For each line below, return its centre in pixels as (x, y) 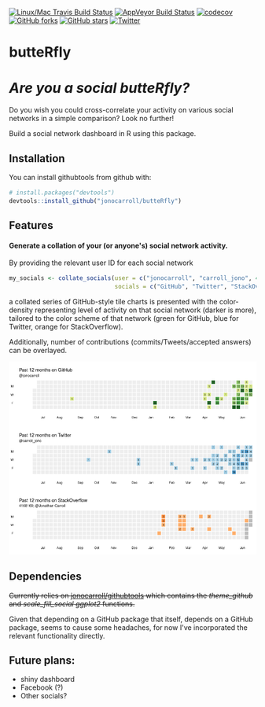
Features (31, 225)
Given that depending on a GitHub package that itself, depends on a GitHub (131, 619)
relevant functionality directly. (57, 635)
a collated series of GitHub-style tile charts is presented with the (114, 302)
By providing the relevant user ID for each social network (101, 263)
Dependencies (45, 577)
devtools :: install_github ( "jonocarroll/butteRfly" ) (95, 201)
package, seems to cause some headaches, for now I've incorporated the (129, 627)
